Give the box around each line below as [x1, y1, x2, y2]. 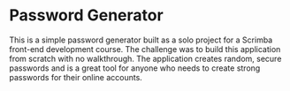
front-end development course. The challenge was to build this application [9, 43, 281, 54]
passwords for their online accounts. [9, 72, 143, 82]
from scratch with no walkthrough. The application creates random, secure [9, 53, 282, 64]
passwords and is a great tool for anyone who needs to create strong [9, 63, 261, 73]
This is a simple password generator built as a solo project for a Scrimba [9, 34, 273, 45]
